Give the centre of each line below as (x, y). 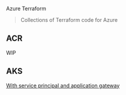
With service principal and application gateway (63, 86)
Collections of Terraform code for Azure (69, 20)
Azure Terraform (26, 9)
